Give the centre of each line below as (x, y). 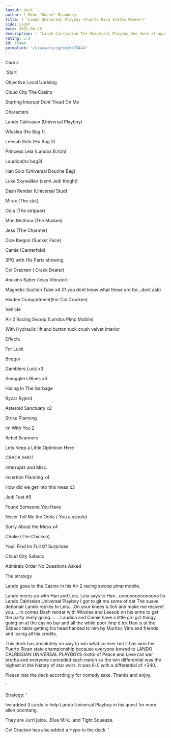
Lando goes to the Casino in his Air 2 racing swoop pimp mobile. (73, 586)
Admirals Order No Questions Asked (43, 566)
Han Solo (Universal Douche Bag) (40, 171)
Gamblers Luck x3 (24, 368)
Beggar (13, 359)
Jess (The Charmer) (26, 230)
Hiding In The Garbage (29, 388)
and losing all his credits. (31, 634)
